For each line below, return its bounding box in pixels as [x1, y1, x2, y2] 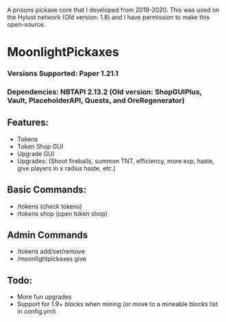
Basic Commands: [7, 184, 87, 196]
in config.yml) [16, 308, 56, 316]
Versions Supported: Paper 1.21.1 [7, 69, 118, 78]
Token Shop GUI [16, 142, 64, 150]
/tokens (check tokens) [16, 202, 82, 210]
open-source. [7, 21, 46, 28]
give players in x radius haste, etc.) [16, 164, 116, 172]
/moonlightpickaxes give [16, 255, 87, 263]
